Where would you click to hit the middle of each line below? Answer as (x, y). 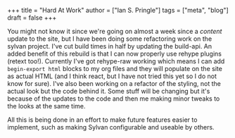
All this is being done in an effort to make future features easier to (102, 120)
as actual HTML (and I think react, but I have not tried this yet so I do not (112, 76)
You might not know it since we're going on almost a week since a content (115, 31)
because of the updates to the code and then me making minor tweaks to (114, 99)
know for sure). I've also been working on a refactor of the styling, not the (114, 83)
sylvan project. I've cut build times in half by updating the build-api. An (110, 46)
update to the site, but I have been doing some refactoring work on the (110, 39)
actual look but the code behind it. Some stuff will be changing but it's (109, 91)
